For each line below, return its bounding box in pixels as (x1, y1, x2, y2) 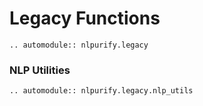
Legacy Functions (9, 7, 161, 30)
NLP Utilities (9, 63, 71, 77)
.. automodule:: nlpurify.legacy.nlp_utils (9, 86, 194, 96)
